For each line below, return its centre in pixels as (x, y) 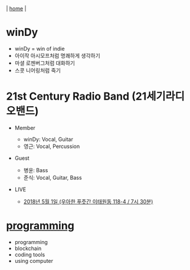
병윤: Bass (36, 170)
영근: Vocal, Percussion (52, 146)
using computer (34, 261)
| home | (16, 9)
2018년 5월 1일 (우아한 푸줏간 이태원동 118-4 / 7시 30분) (88, 201)
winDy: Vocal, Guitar (48, 139)
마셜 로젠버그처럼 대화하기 (45, 63)
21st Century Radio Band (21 (76, 96)
